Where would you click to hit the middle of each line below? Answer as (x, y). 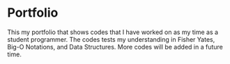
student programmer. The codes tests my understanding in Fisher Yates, (111, 39)
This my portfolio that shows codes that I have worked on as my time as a (113, 32)
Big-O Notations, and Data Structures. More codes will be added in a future (115, 47)
